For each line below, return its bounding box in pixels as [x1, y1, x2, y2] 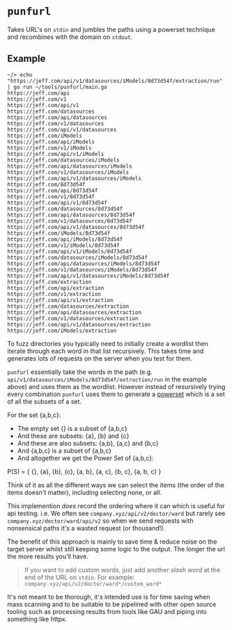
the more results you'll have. [7, 552, 88, 560]
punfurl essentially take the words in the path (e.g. [7, 368, 153, 376]
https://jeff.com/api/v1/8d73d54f [7, 199, 108, 206]
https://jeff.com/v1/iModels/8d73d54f [7, 242, 120, 249]
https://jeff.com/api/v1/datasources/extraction [7, 321, 151, 328]
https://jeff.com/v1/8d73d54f [7, 193, 95, 200]
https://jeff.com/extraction [7, 278, 92, 285]
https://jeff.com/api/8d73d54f [7, 187, 98, 194]
